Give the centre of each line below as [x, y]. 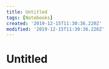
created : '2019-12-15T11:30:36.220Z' [54, 23]
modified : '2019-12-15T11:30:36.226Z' [55, 29]
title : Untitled [27, 12]
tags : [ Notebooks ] [30, 18]
